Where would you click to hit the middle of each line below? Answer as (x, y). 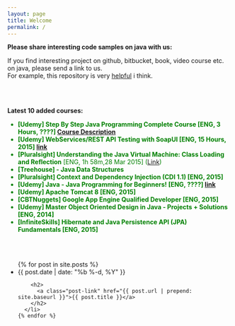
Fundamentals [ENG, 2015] (58, 230)
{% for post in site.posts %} (58, 264)
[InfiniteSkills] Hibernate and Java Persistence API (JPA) (102, 222)
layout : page (27, 14)
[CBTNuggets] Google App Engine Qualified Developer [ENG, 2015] (118, 199)
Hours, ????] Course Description (67, 132)
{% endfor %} (37, 316)
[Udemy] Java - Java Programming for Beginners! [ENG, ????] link (116, 185)
